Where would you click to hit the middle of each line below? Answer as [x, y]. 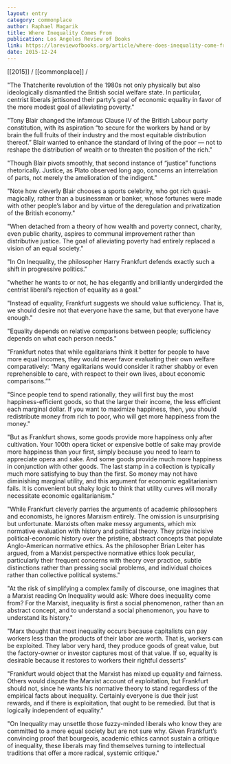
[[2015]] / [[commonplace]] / [47, 71]
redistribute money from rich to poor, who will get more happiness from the [113, 416]
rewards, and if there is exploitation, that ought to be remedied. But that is [111, 703]
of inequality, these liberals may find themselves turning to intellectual [106, 745]
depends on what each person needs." [62, 338]
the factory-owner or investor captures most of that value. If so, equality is [112, 653]
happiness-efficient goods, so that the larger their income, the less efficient [114, 401]
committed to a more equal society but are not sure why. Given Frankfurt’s [112, 731]
